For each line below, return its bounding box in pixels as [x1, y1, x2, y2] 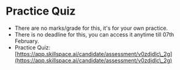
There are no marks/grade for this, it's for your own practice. [14, 24, 168, 32]
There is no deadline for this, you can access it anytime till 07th [14, 30, 174, 38]
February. [14, 37, 39, 44]
